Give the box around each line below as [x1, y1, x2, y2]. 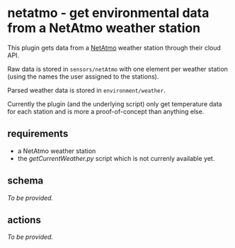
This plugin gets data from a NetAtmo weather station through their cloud [7, 43, 222, 52]
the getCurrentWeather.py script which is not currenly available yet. [17, 154, 215, 162]
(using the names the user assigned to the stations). [7, 72, 159, 81]
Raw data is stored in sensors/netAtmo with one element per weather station [7, 64, 229, 73]
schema [7, 175, 44, 187]
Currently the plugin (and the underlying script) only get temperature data [7, 99, 222, 108]
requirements [7, 128, 69, 140]
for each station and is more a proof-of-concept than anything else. [7, 107, 205, 115]
